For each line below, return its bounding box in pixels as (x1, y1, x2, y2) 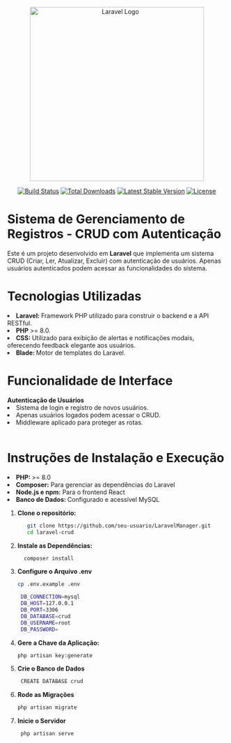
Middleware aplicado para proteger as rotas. (16, 418, 143, 427)
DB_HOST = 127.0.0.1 (20, 600, 74, 607)
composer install (24, 555, 74, 562)
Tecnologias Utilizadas (7, 289, 142, 305)
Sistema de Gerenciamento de (7, 211, 186, 227)
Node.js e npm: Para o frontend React (16, 488, 125, 496)
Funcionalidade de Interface (7, 373, 173, 389)
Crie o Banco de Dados (17, 664, 85, 673)
